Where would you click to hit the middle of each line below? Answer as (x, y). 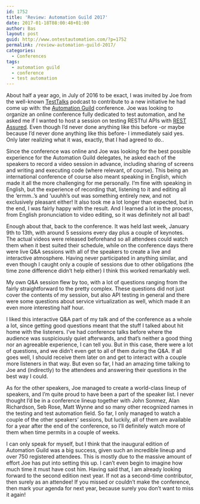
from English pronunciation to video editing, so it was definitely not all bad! (98, 215)
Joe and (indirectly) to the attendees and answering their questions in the (96, 370)
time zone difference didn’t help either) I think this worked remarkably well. (98, 271)
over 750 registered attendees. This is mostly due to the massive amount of (99, 457)
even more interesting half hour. (45, 308)
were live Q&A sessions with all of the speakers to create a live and (89, 252)
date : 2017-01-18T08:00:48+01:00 (48, 23)
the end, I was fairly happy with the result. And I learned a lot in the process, (100, 208)
